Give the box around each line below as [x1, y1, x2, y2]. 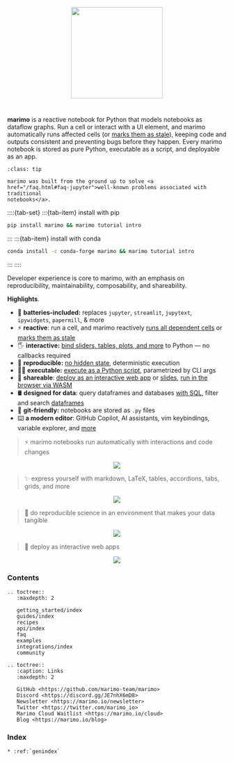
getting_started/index [16, 607, 82, 614]
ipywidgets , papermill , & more [17, 316, 104, 324]
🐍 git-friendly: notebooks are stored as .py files [17, 406, 155, 414]
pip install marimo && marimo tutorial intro [7, 222, 141, 229]
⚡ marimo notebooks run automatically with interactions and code [24, 437, 214, 446]
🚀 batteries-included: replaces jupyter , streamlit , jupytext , [17, 308, 193, 316]
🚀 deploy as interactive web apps [24, 542, 120, 551]
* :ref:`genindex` [7, 748, 61, 755]
